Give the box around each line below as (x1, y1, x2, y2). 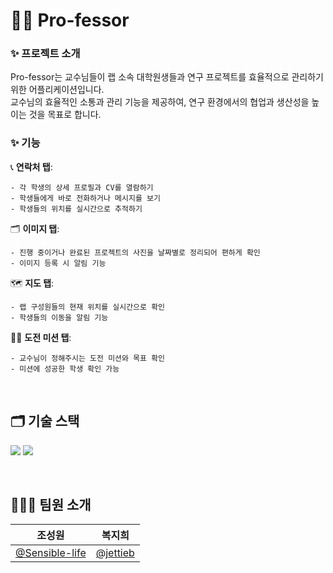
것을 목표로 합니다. (28, 109, 102, 121)
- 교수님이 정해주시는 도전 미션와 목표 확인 (10, 353, 166, 363)
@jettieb (95, 546, 135, 560)
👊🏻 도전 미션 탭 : (10, 331, 72, 343)
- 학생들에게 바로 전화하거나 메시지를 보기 (10, 193, 161, 203)
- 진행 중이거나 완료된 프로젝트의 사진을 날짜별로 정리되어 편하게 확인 (10, 247, 261, 258)
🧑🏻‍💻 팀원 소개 (10, 496, 92, 513)
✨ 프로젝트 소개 (10, 47, 81, 61)
